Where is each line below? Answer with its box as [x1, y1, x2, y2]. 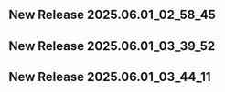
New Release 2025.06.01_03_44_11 [8, 69, 211, 85]
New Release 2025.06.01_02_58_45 [8, 7, 216, 23]
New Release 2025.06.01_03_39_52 [8, 38, 216, 54]
